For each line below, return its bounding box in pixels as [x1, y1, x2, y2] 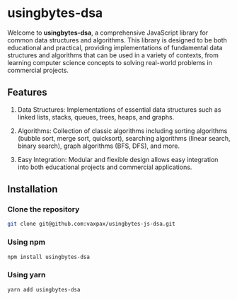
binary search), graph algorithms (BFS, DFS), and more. [17, 142, 180, 150]
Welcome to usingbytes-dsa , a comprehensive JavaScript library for [7, 28, 209, 37]
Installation [7, 183, 58, 195]
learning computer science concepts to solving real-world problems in [7, 58, 212, 67]
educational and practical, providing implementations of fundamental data [7, 43, 223, 52]
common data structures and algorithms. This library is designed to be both [7, 35, 228, 44]
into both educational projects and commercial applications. [17, 163, 192, 171]
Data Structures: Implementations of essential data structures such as [17, 105, 221, 114]
